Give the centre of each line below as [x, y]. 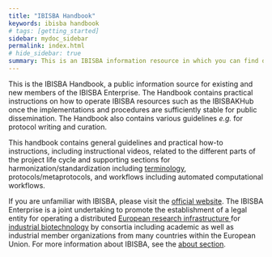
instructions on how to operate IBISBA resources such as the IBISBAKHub [131, 101]
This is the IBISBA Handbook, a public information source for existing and [131, 84]
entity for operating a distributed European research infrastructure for [124, 218]
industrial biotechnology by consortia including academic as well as [121, 226]
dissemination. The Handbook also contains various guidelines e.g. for [126, 118]
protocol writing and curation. [58, 127]
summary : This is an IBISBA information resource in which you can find [134, 61]
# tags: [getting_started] [54, 31]
